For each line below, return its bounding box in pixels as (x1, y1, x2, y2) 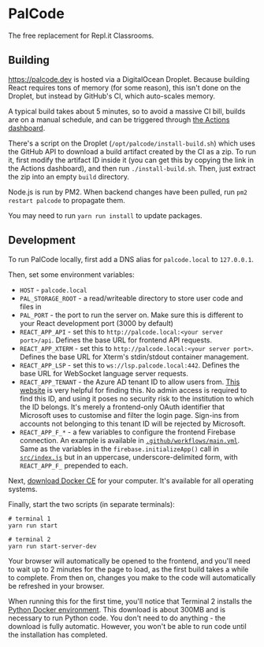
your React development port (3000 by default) (19, 318, 173, 327)
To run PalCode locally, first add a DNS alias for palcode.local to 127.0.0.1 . (8, 254, 254, 264)
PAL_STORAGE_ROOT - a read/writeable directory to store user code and (19, 293, 244, 303)
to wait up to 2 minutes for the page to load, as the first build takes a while (8, 564, 249, 574)
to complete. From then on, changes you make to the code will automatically (8, 572, 256, 582)
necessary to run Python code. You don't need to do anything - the (8, 613, 226, 623)
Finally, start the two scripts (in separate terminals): (8, 499, 175, 508)
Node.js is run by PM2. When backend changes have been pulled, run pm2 (8, 187, 248, 197)
